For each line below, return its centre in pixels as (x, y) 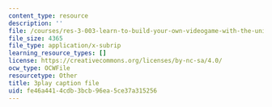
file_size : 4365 (36, 38)
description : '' (36, 23)
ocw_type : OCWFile (39, 68)
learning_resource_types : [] (57, 53)
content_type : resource (49, 16)
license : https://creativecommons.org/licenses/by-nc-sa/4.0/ (115, 61)
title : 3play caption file (54, 83)
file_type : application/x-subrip (65, 46)
